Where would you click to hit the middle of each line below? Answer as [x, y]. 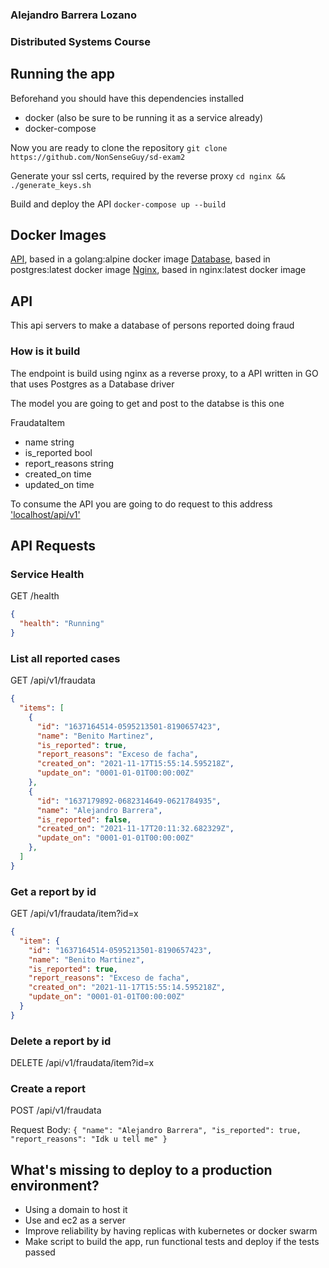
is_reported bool [58, 452]
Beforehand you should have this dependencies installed [127, 98]
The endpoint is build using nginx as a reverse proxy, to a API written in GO [164, 373]
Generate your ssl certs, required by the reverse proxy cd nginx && [148, 175]
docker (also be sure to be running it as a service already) [144, 117]
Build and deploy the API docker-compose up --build [118, 204]
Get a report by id [53, 891]
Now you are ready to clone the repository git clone [119, 147]
